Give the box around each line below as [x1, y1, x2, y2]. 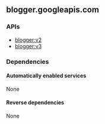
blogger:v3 [14, 42, 42, 49]
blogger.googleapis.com [6, 5, 100, 15]
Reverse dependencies [6, 99, 64, 106]
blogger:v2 [14, 36, 42, 44]
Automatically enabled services [6, 72, 87, 79]
